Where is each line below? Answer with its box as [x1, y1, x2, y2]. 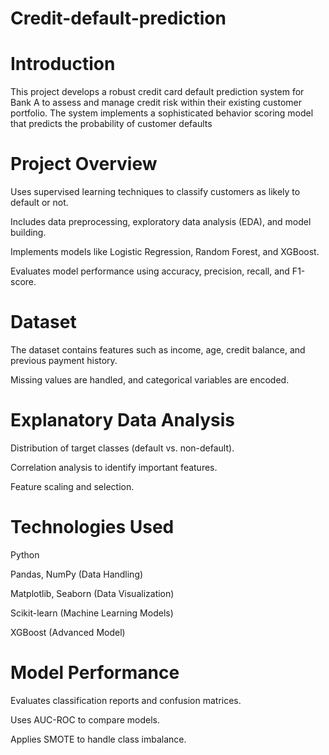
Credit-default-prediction [10, 7, 227, 30]
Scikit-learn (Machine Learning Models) [10, 607, 174, 619]
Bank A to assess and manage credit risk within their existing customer [10, 97, 303, 109]
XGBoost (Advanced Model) [10, 626, 126, 638]
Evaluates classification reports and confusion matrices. [10, 694, 242, 706]
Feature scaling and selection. [10, 480, 135, 492]
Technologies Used [10, 516, 175, 539]
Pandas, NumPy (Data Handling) [10, 568, 144, 580]
